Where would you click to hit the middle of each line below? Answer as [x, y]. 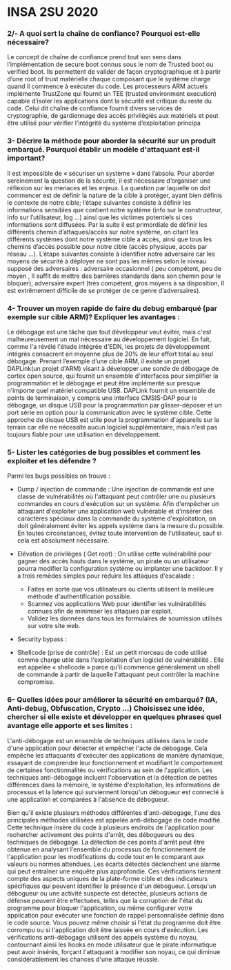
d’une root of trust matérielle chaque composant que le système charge [109, 79]
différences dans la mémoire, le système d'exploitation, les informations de [114, 785]
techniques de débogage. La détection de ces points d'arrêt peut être [106, 842]
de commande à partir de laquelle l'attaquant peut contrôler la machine [118, 675]
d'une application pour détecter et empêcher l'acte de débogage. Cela [108, 748]
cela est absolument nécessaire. [63, 540]
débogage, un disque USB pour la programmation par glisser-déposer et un [114, 405]
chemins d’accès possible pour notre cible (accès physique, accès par [107, 246]
